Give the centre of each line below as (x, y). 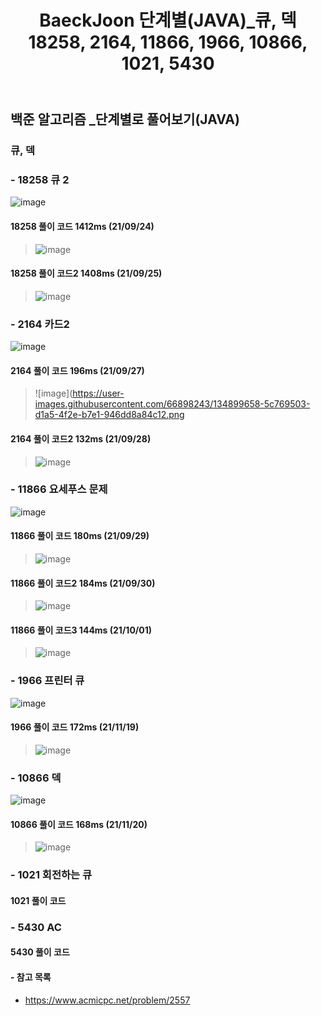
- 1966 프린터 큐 (47, 681)
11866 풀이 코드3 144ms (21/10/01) (81, 630)
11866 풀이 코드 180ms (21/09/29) (80, 536)
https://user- (98, 393)
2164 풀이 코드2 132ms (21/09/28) (81, 438)
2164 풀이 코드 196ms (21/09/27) (77, 370)
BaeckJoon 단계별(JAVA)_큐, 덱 (168, 20)
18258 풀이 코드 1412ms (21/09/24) (82, 226)
